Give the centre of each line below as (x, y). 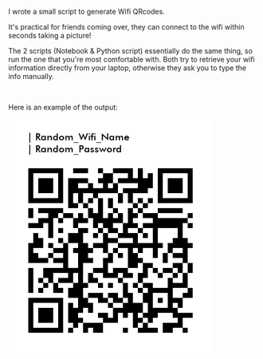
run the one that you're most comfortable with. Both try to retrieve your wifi (131, 59)
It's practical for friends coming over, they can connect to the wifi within (126, 27)
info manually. (31, 76)
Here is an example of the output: (63, 107)
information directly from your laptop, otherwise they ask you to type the (128, 68)
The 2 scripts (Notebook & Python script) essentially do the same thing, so (131, 51)
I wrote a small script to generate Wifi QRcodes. (86, 12)
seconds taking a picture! (50, 36)
